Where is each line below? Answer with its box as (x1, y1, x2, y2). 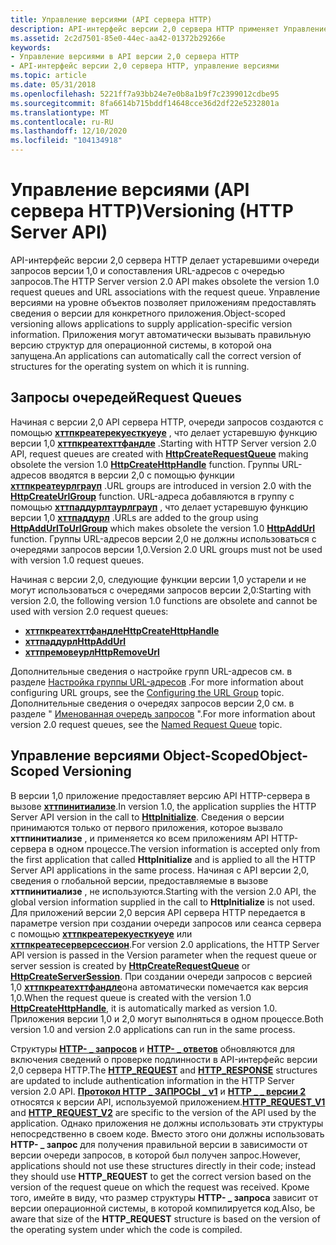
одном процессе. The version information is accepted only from (56, 842, 321, 855)
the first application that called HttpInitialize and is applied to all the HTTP (10, 853, 317, 865)
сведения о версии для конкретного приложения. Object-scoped (10, 307, 286, 319)
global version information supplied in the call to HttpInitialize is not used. (10, 896, 316, 908)
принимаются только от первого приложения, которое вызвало (10, 821, 283, 833)
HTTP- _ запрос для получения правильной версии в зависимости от (10, 1138, 308, 1150)
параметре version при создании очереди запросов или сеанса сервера (10, 917, 322, 929)
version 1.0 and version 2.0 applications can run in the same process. (10, 1023, 296, 1035)
